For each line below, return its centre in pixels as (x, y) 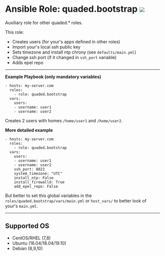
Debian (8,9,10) (27, 248)
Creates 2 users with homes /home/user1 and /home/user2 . (64, 120)
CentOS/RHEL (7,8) (31, 238)
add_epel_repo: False (36, 186)
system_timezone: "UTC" (38, 173)
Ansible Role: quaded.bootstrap (71, 9)
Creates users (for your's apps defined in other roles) (66, 42)
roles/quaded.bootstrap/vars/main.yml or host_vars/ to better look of (76, 200)
